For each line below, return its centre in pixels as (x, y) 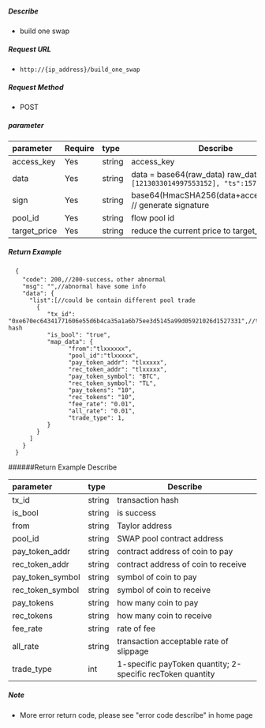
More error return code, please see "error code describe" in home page (136, 715)
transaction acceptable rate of (173, 641)
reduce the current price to (181, 231)
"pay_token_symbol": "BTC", (114, 376)
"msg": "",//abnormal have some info (84, 286)
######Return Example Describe (63, 467)
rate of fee (136, 628)
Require (79, 148)
